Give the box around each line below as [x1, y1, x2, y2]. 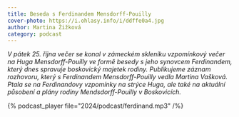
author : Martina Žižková [7, 24, 81, 31]
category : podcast [7, 30, 62, 38]
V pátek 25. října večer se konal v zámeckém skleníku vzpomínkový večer [7, 50, 225, 58]
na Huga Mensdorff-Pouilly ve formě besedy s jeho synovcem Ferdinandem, [7, 58, 233, 66]
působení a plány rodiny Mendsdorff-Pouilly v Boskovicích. [7, 88, 182, 96]
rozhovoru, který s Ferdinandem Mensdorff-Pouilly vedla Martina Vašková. [7, 73, 228, 81]
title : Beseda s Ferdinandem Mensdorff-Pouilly [7, 10, 152, 18]
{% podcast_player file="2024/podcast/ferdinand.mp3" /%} [7, 101, 184, 111]
